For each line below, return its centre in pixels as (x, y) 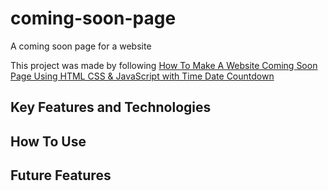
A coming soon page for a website (81, 46)
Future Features (61, 175)
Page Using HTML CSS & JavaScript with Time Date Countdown (142, 76)
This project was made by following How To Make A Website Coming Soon (164, 65)
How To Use (48, 141)
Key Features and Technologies (111, 107)
